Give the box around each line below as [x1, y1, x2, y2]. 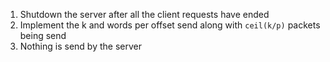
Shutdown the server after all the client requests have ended [19, 9, 270, 20]
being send [19, 30, 67, 41]
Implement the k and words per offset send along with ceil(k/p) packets [19, 19, 321, 31]
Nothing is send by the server [19, 40, 142, 52]
